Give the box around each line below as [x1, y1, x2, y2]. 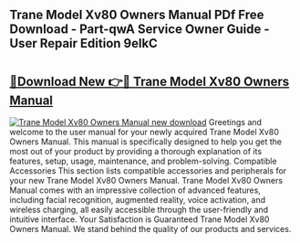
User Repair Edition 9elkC [9, 36, 158, 51]
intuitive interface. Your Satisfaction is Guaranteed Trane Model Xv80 [9, 214, 270, 225]
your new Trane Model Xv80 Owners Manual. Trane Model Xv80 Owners [9, 175, 284, 185]
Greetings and [208, 117, 263, 127]
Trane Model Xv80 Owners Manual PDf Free [9, 7, 264, 23]
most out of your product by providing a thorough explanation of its [9, 146, 263, 156]
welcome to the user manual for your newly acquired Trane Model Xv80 [9, 127, 280, 137]
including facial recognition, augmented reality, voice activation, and [9, 195, 266, 205]
